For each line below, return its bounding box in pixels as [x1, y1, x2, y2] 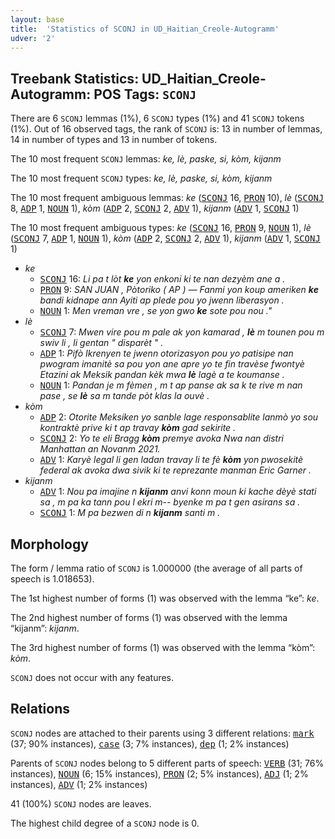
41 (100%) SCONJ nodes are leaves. [10, 797, 152, 810]
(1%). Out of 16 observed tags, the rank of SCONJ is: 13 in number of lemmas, [10, 123, 323, 135]
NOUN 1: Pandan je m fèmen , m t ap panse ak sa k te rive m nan [39, 379, 303, 391]
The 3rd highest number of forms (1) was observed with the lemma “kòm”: [10, 642, 316, 653]
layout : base [10, 14, 65, 25]
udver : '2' [10, 33, 56, 43]
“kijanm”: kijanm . [10, 622, 80, 634]
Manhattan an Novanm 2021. [39, 443, 161, 455]
